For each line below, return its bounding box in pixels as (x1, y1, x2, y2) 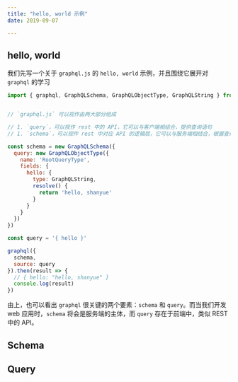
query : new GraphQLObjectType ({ (13, 149, 110, 156)
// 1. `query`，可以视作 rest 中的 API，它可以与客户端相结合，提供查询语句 (7, 124, 212, 131)
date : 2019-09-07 (7, 17, 59, 24)
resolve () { (33, 183, 69, 190)
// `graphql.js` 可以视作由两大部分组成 (7, 111, 117, 118)
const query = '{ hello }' (7, 235, 87, 242)
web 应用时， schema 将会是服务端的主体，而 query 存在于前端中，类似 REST (7, 309, 228, 318)
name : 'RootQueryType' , (20, 156, 91, 163)
